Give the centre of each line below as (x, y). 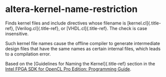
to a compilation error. (28, 54)
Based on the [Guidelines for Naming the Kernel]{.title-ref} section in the (80, 63)
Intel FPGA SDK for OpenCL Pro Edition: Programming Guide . (68, 69)
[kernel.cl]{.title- (144, 23)
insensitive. (17, 33)
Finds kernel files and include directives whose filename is (66, 23)
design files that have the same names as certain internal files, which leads (83, 48)
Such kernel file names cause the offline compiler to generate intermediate (82, 43)
